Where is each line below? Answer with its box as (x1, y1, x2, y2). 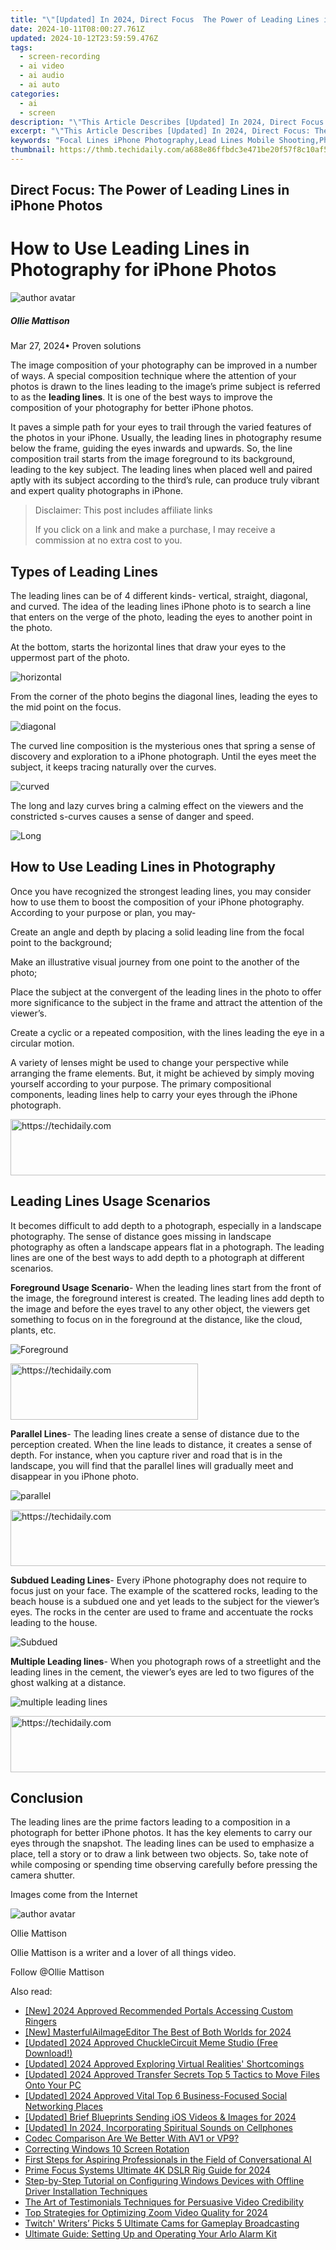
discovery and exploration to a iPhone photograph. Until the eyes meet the (10, 750, 317, 762)
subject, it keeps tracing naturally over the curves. (10, 761, 217, 773)
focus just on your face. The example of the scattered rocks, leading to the (10, 1584, 318, 1596)
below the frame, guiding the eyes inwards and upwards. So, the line (10, 442, 293, 455)
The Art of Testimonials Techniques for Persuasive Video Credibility (24, 2196, 304, 2208)
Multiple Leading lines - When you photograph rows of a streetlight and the (10, 1655, 322, 1667)
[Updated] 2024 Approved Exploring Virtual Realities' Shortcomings (24, 2058, 305, 2070)
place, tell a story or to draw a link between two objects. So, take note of (10, 1848, 309, 1860)
